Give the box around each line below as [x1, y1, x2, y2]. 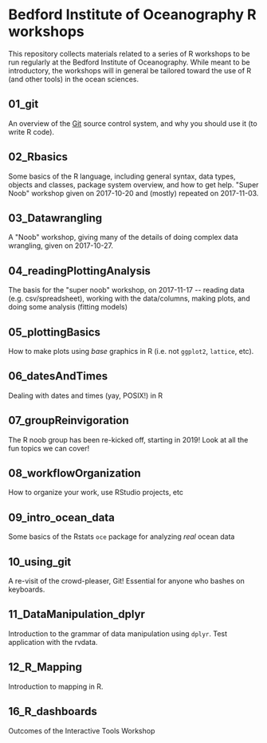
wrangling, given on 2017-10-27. [8, 241, 114, 250]
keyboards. [8, 584, 45, 595]
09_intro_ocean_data [8, 510, 116, 524]
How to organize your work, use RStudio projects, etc [8, 488, 183, 497]
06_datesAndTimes [8, 369, 108, 383]
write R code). [8, 127, 54, 136]
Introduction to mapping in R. [8, 682, 104, 691]
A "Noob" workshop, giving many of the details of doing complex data [8, 233, 239, 242]
